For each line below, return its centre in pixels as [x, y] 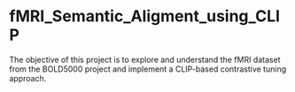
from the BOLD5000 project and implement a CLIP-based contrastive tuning [147, 69]
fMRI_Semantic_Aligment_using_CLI [145, 16]
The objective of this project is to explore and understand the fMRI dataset [145, 59]
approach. [28, 78]
